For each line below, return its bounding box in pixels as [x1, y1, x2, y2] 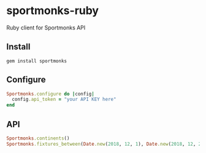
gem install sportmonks [6, 58, 67, 64]
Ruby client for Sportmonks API [6, 24, 86, 31]
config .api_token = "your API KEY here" [12, 96, 116, 103]
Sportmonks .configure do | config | [6, 91, 95, 97]
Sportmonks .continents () [6, 135, 70, 141]
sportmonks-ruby [6, 4, 99, 18]
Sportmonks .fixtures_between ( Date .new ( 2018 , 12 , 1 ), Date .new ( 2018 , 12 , [6, 141, 196, 147]
